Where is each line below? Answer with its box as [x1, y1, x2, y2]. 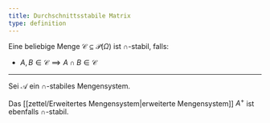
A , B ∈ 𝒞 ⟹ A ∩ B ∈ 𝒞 [19, 57, 98, 67]
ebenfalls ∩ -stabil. [8, 107, 69, 117]
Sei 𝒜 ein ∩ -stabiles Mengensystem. [8, 81, 131, 91]
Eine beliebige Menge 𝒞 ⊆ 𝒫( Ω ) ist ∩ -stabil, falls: [8, 41, 170, 51]
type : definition [8, 19, 67, 27]
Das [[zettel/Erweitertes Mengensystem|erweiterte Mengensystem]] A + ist [8, 97, 255, 109]
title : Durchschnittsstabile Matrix [8, 11, 131, 20]
